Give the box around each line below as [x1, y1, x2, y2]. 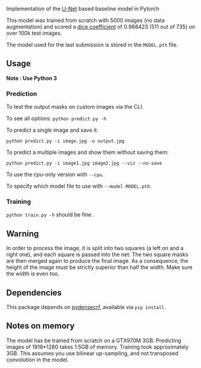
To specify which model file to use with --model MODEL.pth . [6, 183, 152, 190]
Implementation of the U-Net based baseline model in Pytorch [6, 5, 160, 12]
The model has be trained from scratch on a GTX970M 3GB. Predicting [6, 337, 182, 344]
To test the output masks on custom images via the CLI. [6, 103, 144, 111]
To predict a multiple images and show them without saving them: [6, 149, 169, 156]
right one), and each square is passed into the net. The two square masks [6, 251, 188, 258]
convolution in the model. [6, 356, 69, 363]
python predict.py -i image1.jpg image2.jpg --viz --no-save [6, 161, 163, 167]
